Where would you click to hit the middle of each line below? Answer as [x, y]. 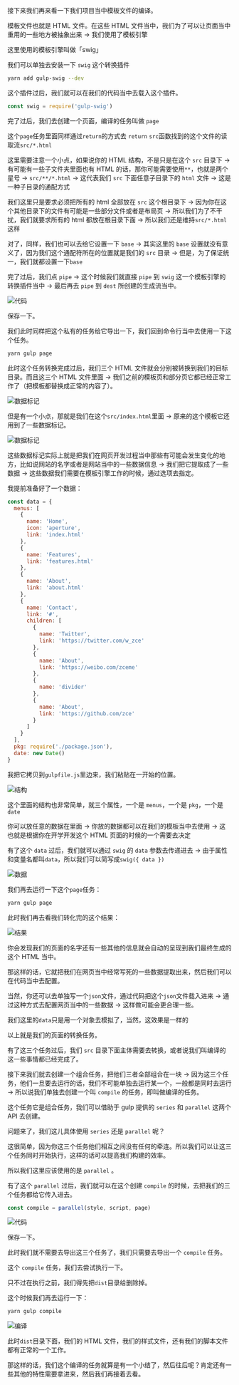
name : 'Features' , [53, 554]
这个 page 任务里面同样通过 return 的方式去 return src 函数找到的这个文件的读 [117, 136]
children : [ [44, 621]
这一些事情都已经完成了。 [45, 1059]
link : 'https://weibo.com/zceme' [89, 667]
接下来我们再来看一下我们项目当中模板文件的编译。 [82, 10]
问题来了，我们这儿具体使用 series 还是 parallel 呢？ [86, 1131]
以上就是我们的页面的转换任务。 [54, 1034]
